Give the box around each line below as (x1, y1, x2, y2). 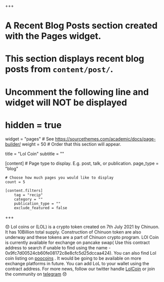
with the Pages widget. (5, 31, 101, 42)
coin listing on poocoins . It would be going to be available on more (5, 255, 142, 261)
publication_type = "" (14, 201, 61, 206)
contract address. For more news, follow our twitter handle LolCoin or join (5, 266, 155, 272)
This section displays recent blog (5, 53, 145, 64)
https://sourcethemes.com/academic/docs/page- (55, 136, 156, 141)
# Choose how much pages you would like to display (5, 175, 114, 180)
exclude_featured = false (14, 205, 68, 210)
